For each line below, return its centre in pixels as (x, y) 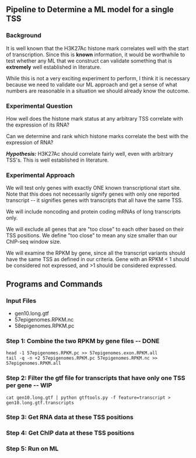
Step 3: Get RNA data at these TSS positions (70, 417)
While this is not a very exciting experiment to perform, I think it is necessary (98, 78)
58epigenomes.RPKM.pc (44, 326)
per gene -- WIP (29, 385)
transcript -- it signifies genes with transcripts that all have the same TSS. (94, 200)
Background (24, 36)
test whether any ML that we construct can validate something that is (89, 60)
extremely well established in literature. (54, 67)
